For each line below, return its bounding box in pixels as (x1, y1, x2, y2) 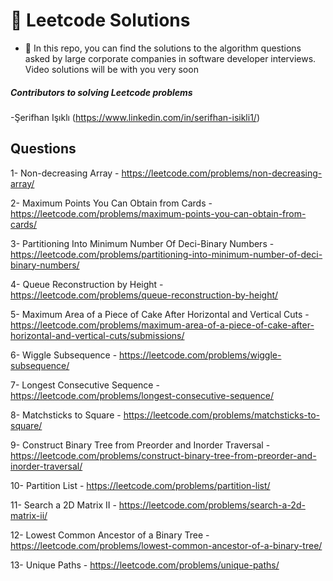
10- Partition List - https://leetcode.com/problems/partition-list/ (10, 479, 271, 491)
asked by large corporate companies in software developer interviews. (24, 52, 317, 64)
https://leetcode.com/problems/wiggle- (119, 349, 282, 361)
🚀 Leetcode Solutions (10, 9, 191, 32)
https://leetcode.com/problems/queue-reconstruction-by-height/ (10, 289, 279, 301)
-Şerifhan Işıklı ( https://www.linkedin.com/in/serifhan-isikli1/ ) (10, 111, 260, 123)
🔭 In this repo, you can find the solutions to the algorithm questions (24, 42, 302, 54)
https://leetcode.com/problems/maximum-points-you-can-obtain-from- (10, 207, 307, 219)
